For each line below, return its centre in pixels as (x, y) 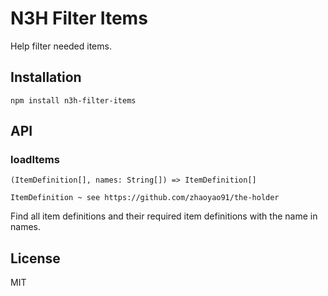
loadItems (35, 160)
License (35, 258)
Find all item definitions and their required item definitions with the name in (164, 216)
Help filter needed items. (61, 46)
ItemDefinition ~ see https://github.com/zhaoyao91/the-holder (145, 198)
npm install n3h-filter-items (73, 100)
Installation (46, 77)
